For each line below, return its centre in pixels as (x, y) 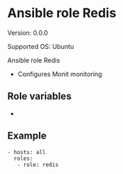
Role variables (39, 96)
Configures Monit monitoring (60, 74)
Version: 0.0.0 (28, 33)
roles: (23, 158)
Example (27, 136)
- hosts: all (27, 152)
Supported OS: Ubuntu (41, 46)
